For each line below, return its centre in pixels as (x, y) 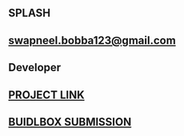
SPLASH (30, 13)
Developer (35, 68)
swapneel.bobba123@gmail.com (92, 40)
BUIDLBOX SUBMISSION (70, 122)
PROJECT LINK (47, 95)
